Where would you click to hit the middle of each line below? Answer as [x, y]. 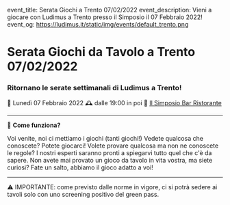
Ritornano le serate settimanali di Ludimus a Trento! [94, 88]
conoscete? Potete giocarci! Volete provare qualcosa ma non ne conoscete [113, 146]
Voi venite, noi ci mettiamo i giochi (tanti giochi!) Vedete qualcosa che [105, 139]
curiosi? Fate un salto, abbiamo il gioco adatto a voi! [80, 167]
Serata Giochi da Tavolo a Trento [101, 52]
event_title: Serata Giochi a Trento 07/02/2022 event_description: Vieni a [110, 10]
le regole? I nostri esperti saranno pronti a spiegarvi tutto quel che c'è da [110, 153]
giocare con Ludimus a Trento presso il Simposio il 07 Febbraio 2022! [105, 17]
